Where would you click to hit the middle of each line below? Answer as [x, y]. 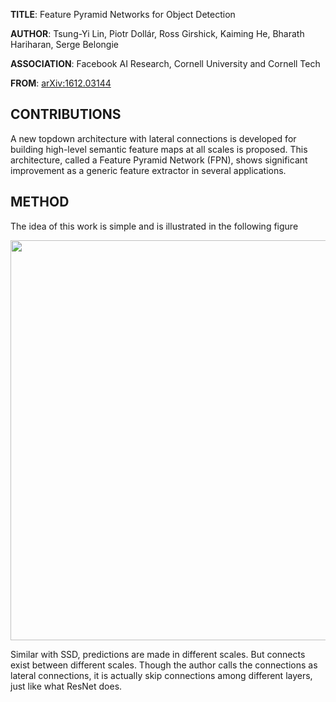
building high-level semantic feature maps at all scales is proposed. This [159, 149]
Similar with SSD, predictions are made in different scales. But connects [158, 654]
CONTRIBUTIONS [66, 114]
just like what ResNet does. [66, 686]
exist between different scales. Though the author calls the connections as [164, 665]
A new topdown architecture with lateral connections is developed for [153, 138]
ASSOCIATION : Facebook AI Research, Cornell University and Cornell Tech [165, 63]
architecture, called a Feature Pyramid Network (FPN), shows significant [159, 160]
